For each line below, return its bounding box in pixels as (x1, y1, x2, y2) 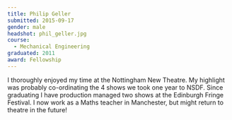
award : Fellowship (7, 56, 62, 64)
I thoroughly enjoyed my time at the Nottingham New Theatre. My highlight (7, 76, 225, 84)
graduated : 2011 (7, 50, 55, 57)
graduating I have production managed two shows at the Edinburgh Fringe (7, 90, 224, 99)
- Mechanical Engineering (13, 43, 91, 50)
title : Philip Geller (7, 10, 71, 18)
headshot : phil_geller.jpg (7, 30, 87, 37)
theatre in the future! (7, 105, 67, 114)
